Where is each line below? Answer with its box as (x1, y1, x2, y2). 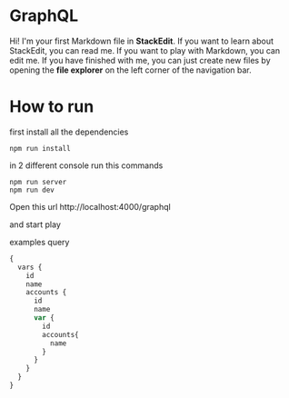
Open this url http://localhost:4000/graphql (9, 201, 171, 212)
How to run (9, 96, 95, 117)
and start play (9, 219, 62, 230)
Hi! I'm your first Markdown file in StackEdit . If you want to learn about (9, 35, 274, 46)
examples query (9, 236, 70, 247)
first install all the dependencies (9, 126, 129, 137)
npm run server (9, 177, 67, 186)
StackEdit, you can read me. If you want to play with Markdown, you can (9, 45, 280, 55)
